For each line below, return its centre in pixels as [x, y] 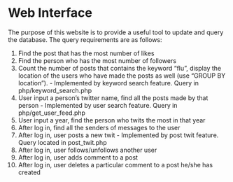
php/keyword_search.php [55, 90]
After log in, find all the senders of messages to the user [99, 127]
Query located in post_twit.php [62, 142]
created [29, 172]
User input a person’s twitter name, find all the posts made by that [113, 98]
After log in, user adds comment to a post [78, 157]
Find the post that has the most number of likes [86, 53]
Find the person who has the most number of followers [97, 60]
